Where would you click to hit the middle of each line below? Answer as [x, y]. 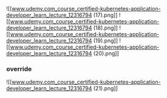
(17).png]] [106, 15]
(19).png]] [106, 41]
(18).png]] [106, 28]
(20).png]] [106, 53]
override [19, 69]
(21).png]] [106, 88]
